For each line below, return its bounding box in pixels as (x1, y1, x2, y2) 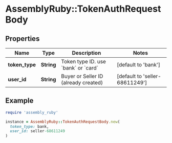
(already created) (61, 79, 103, 86)
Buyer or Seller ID (61, 73, 103, 80)
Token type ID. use (61, 58, 106, 65)
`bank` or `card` (61, 64, 99, 71)
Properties (5, 34, 40, 43)
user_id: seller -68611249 (10, 129, 66, 134)
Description (72, 50, 101, 56)
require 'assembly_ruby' (5, 110, 58, 115)
